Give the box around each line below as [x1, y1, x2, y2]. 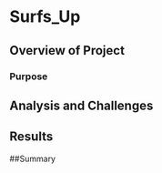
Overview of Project [9, 43, 126, 58]
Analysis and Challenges [9, 97, 154, 113]
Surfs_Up [9, 6, 81, 27]
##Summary [9, 153, 56, 164]
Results [9, 129, 54, 145]
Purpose [9, 70, 48, 83]
